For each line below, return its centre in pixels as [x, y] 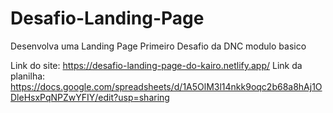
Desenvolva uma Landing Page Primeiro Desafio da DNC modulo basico [158, 46]
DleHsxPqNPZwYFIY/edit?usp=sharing [90, 97]
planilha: [28, 76]
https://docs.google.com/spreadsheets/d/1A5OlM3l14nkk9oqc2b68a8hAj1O [166, 86]
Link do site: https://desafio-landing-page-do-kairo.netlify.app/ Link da [156, 65]
